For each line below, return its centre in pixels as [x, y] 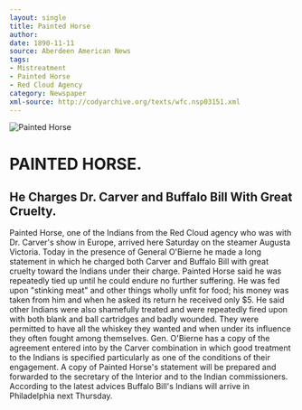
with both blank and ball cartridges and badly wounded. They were [134, 319]
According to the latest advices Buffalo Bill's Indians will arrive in [130, 387]
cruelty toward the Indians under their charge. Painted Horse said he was [146, 271]
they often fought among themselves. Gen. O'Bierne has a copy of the [140, 339]
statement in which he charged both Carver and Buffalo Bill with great [139, 262]
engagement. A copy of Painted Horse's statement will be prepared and [143, 368]
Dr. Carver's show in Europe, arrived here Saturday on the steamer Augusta [150, 242]
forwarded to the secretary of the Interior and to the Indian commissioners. [149, 377]
